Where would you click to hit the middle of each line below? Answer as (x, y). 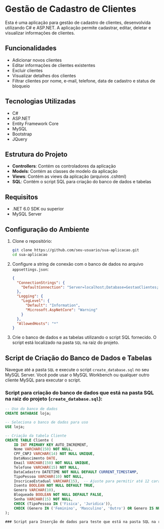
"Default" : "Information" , (53, 305)
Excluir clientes (27, 70)
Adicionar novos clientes (37, 60)
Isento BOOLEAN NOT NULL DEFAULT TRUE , (54, 486)
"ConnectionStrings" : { (41, 283)
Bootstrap (22, 134)
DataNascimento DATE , (36, 458)
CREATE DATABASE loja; (28, 414)
